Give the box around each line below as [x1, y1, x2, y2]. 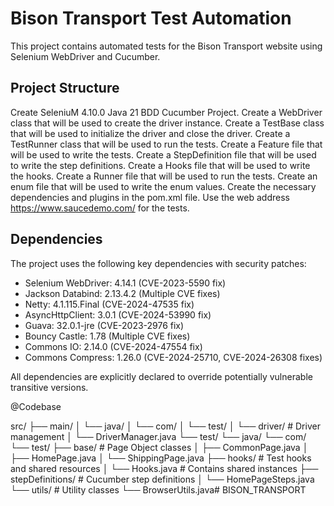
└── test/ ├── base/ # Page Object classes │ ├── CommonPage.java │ [10, 441, 309, 453]
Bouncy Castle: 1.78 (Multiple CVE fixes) [24, 330, 191, 342]
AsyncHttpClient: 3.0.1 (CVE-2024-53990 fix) [24, 308, 212, 321]
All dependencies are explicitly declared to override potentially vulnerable [10, 370, 313, 382]
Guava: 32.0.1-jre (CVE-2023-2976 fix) [24, 319, 185, 331]
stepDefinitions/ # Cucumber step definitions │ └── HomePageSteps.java [10, 473, 315, 485]
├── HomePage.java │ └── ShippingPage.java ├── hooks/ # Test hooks [10, 452, 312, 464]
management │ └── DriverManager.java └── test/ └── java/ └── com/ [10, 430, 307, 442]
